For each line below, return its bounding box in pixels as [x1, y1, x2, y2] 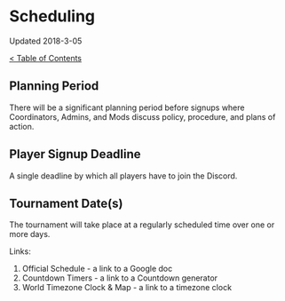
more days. [9, 229, 51, 240]
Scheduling [9, 6, 96, 27]
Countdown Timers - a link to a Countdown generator [21, 273, 218, 283]
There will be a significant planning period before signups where [9, 102, 245, 113]
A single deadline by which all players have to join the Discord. [9, 170, 238, 181]
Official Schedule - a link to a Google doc [21, 264, 173, 274]
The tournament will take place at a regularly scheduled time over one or [9, 219, 275, 230]
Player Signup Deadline [9, 147, 141, 162]
